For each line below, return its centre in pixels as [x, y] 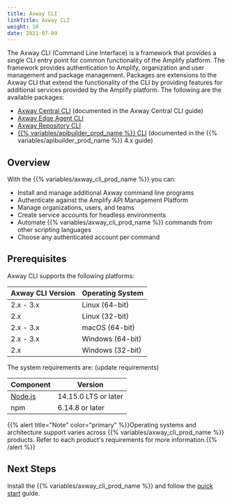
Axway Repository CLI [49, 125]
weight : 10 [23, 26]
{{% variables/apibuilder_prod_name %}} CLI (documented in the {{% [117, 133]
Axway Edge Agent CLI [50, 119]
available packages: [36, 98]
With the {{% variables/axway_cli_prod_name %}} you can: [92, 179]
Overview [29, 162]
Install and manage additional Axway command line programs [106, 193]
